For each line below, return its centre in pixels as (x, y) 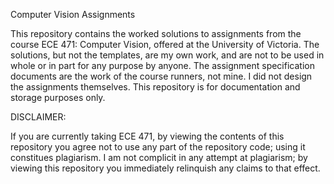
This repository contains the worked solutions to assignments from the (156, 33)
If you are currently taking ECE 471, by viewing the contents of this (147, 136)
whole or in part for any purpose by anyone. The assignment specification (162, 65)
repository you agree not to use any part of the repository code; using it (158, 147)
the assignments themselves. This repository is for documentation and (155, 87)
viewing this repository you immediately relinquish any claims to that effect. (165, 168)
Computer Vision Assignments (73, 14)
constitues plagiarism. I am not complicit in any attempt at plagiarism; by (159, 157)
